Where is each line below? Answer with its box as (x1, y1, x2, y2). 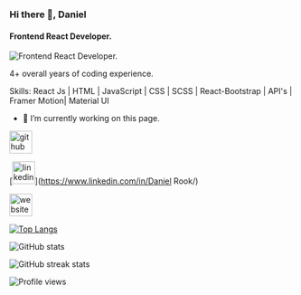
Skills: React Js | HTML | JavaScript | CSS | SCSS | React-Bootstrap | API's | (9, 86, 293, 97)
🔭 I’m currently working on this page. (22, 113, 160, 124)
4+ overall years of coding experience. (9, 68, 154, 80)
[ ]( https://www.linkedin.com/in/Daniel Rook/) (9, 176, 199, 186)
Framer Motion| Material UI (9, 95, 110, 107)
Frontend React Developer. (9, 31, 112, 42)
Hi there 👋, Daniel (9, 8, 88, 21)
